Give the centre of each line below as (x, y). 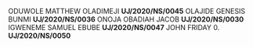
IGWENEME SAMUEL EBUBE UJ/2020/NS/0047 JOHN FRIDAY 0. (114, 27)
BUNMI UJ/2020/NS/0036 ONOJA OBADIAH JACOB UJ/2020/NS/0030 (126, 19)
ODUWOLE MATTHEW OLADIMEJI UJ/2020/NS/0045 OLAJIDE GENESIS (127, 11)
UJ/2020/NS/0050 (40, 35)
